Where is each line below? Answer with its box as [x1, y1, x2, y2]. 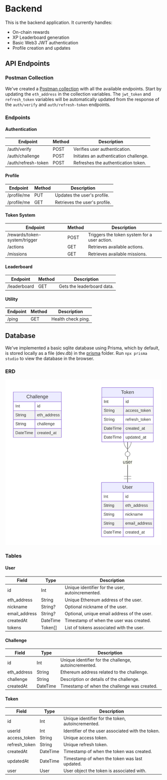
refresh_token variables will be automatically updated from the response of [5, 96, 160, 102]
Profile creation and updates [12, 45, 71, 51]
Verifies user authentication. [73, 146, 131, 152]
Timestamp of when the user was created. [64, 618, 151, 624]
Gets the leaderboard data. [59, 283, 114, 289]
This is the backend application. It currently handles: [5, 19, 113, 25]
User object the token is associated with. [63, 768, 147, 774]
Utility [5, 296, 18, 302]
